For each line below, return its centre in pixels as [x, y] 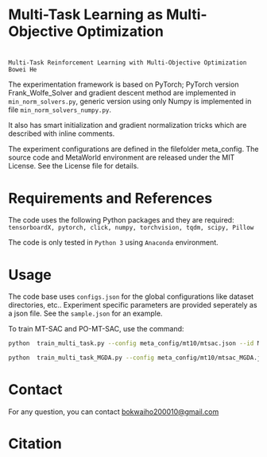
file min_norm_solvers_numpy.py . [60, 110]
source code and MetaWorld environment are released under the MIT [122, 157]
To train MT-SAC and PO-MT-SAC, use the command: [96, 329]
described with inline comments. [62, 134]
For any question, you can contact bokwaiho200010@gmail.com [114, 412]
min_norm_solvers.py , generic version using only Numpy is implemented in [130, 102]
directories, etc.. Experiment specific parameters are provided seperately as [133, 305]
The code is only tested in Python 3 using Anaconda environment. [113, 242]
